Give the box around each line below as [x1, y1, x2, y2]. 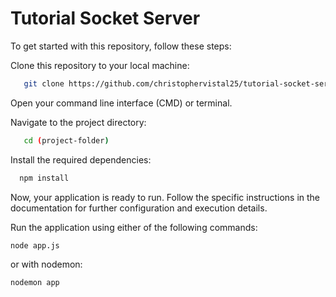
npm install [19, 173, 70, 183]
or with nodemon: [10, 258, 83, 271]
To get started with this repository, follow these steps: [10, 40, 232, 52]
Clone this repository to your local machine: [10, 59, 190, 71]
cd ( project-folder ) [23, 135, 110, 146]
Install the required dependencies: [10, 153, 152, 166]
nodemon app [10, 278, 60, 288]
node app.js [10, 240, 60, 251]
